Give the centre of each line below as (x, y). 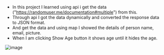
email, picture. (27, 33)
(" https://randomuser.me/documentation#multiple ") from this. (75, 12)
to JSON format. (29, 22)
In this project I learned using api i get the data (59, 7)
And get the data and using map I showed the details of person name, (83, 28)
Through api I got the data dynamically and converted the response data (86, 17)
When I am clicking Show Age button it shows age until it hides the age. (85, 38)
